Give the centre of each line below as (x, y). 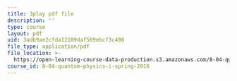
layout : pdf (25, 33)
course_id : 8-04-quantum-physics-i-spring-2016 (79, 66)
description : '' (31, 20)
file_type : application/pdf (49, 46)
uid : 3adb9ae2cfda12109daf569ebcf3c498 (66, 40)
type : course (26, 27)
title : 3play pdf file (41, 14)
